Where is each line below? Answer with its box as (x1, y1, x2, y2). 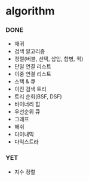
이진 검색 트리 (14, 86, 47, 93)
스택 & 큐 (14, 78, 36, 85)
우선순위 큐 (14, 108, 41, 115)
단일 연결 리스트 (14, 63, 51, 70)
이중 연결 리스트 (14, 71, 51, 78)
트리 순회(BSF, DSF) (14, 93, 62, 100)
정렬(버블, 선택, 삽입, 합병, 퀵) (14, 56, 84, 63)
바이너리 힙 (14, 101, 41, 108)
